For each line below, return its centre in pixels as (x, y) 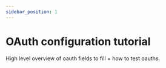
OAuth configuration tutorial (78, 41)
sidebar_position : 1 (32, 12)
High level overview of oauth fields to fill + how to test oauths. (83, 58)
